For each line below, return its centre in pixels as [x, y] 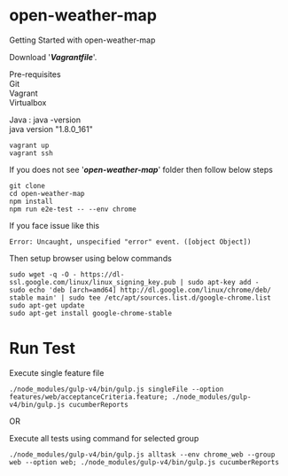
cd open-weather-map [47, 193]
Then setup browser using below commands [91, 258]
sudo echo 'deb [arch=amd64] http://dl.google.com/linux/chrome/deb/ [140, 290]
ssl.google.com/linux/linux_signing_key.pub [93, 282]
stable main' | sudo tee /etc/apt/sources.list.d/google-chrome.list [140, 298]
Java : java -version [45, 120]
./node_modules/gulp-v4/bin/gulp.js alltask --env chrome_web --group [142, 454]
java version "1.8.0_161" [51, 129]
